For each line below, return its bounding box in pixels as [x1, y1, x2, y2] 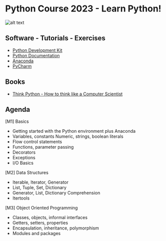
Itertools [12, 195, 30, 201]
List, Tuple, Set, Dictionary [12, 185, 67, 191]
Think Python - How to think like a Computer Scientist [12, 91, 123, 97]
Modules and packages [12, 231, 61, 237]
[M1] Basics [5, 118, 29, 125]
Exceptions [12, 155, 36, 161]
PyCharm [12, 63, 32, 69]
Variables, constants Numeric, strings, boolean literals [12, 133, 124, 140]
